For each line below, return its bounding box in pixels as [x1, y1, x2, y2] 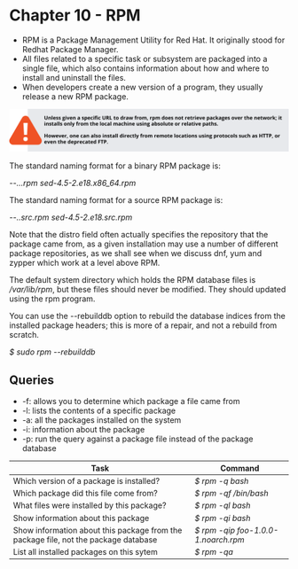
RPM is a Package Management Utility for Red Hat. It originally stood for [21, 35, 286, 45]
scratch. [9, 330, 40, 340]
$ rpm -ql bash [194, 500, 251, 511]
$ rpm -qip [194, 525, 235, 535]
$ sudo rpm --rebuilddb [9, 347, 96, 357]
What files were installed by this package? [12, 500, 167, 511]
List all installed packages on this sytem [12, 547, 158, 557]
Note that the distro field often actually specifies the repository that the [9, 230, 269, 240]
